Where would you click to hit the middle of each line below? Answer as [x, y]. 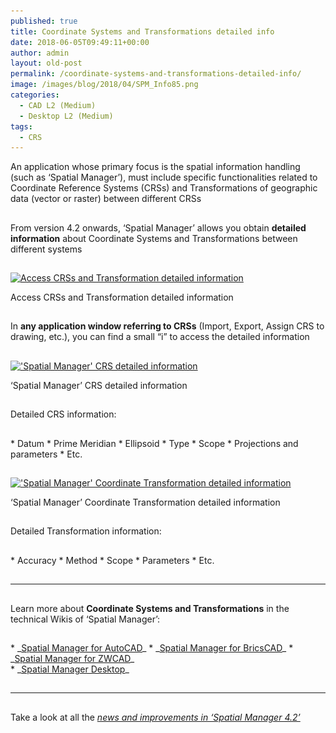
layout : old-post [46, 63]
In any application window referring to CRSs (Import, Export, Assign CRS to [167, 326]
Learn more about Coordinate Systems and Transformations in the [150, 608]
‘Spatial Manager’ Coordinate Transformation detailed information [145, 502]
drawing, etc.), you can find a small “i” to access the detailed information [160, 337]
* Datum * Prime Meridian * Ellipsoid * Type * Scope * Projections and [154, 443]
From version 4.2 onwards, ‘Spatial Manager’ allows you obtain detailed [158, 227]
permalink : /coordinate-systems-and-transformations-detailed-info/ [156, 74]
